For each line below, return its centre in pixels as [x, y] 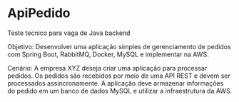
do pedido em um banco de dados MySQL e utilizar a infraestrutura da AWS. [120, 91]
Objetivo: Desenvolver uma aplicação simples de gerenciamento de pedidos [119, 46]
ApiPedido [39, 13]
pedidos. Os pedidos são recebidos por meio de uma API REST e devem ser [119, 76]
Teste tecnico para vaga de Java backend [69, 33]
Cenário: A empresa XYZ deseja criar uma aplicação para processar [107, 68]
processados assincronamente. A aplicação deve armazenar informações [116, 83]
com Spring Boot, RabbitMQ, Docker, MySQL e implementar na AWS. [108, 54]
